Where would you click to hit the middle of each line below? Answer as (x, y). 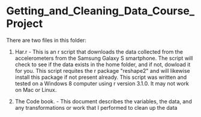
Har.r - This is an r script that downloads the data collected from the (99, 51)
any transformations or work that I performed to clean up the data (96, 107)
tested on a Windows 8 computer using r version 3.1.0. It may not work (102, 83)
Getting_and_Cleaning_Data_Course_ (100, 11)
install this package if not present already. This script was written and (101, 77)
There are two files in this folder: (46, 40)
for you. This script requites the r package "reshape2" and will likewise (102, 70)
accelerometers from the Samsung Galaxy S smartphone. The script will (104, 58)
